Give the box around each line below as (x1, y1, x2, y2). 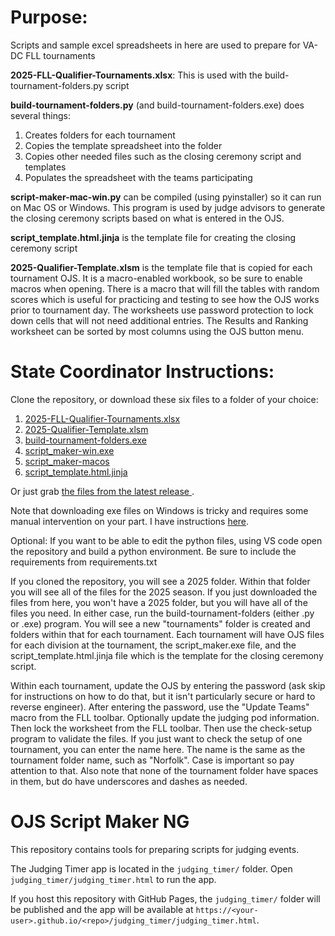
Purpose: (10, 6, 88, 29)
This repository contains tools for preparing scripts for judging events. (10, 843, 300, 855)
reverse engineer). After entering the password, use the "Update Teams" (10, 701, 310, 713)
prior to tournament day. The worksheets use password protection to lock (10, 304, 314, 316)
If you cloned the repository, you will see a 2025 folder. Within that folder (10, 575, 311, 587)
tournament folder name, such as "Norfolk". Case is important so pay (10, 754, 295, 766)
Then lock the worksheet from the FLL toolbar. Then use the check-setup (10, 722, 313, 734)
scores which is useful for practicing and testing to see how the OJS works (10, 293, 320, 305)
